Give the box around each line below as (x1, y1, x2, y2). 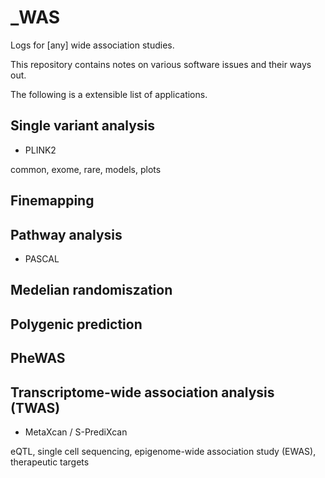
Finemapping (10, 192, 95, 210)
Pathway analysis (10, 226, 123, 243)
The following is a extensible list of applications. (10, 88, 208, 100)
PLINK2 (24, 144, 57, 156)
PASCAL (24, 252, 60, 265)
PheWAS (10, 350, 66, 367)
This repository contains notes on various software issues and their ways (10, 58, 312, 70)
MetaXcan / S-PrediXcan (24, 426, 128, 438)
